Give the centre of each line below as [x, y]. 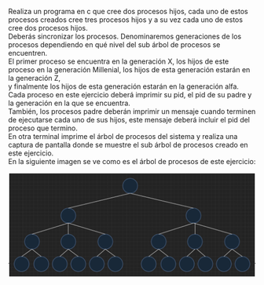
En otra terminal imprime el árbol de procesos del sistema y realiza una [123, 136]
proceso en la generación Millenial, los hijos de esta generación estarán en [129, 69]
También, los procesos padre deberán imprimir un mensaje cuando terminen [132, 111]
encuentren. [28, 53]
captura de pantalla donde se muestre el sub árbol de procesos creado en [128, 145]
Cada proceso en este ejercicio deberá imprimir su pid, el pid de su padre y [130, 95]
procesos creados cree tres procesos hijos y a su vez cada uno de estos [126, 20]
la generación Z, [35, 78]
